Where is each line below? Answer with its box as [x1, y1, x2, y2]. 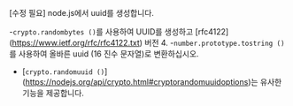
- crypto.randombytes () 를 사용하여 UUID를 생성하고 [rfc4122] [9, 26, 229, 37]
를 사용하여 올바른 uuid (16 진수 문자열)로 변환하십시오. [9, 49, 199, 59]
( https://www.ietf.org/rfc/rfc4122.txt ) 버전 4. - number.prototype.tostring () [9, 38, 285, 48]
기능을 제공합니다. [21, 87, 84, 98]
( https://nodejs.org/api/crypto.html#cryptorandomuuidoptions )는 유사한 [21, 77, 282, 87]
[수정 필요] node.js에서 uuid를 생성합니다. [9, 8, 155, 18]
